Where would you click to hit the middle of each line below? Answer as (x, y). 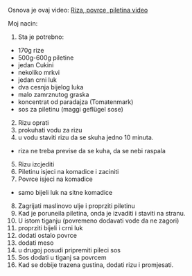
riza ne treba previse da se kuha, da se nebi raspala (91, 151)
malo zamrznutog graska (53, 94)
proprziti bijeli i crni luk (50, 228)
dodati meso (36, 243)
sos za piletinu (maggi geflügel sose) (71, 109)
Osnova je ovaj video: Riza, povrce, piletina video (78, 10)
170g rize (31, 50)
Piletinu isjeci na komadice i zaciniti (68, 172)
